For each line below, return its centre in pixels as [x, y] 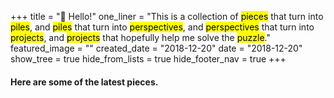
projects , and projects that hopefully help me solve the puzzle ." [140, 37]
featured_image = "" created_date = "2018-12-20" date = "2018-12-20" [156, 48]
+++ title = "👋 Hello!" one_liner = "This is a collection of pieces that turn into [167, 16]
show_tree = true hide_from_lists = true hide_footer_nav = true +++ [148, 59]
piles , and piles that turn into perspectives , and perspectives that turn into [162, 27]
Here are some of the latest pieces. [84, 82]
